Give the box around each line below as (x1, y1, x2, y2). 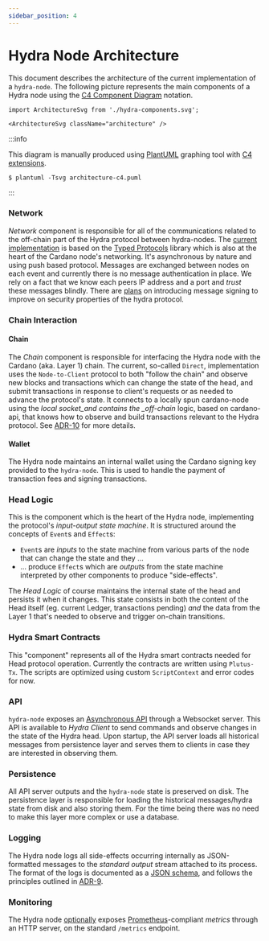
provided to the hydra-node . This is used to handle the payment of (8, 466, 226, 475)
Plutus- (228, 660, 255, 668)
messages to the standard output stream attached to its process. (43, 859, 258, 869)
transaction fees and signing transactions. (8, 474, 147, 483)
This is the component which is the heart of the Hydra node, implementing (8, 512, 255, 522)
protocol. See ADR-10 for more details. (8, 420, 137, 430)
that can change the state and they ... (19, 553, 145, 563)
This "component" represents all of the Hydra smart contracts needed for (8, 650, 251, 660)
